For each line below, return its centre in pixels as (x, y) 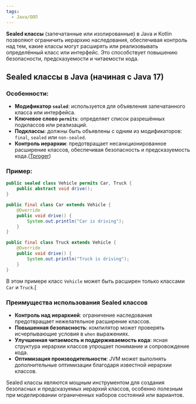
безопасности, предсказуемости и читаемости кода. (73, 59)
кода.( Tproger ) (33, 156)
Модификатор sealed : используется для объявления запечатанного (100, 107)
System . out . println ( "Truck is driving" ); (78, 259)
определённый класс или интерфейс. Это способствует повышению (92, 52)
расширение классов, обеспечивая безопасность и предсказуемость (102, 150)
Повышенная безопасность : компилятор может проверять (90, 327)
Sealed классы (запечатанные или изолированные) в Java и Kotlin (89, 33)
